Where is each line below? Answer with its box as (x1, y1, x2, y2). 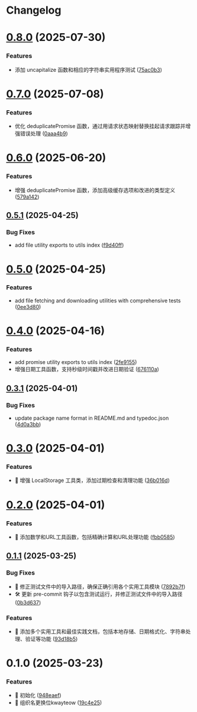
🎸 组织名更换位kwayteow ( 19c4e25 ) (14, 699, 102, 706)
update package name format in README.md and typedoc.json (14, 414, 169, 422)
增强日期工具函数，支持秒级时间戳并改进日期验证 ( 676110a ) (14, 366, 160, 373)
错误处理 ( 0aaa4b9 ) (20, 130, 68, 137)
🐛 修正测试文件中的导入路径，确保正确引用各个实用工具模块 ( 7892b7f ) (14, 583, 186, 590)
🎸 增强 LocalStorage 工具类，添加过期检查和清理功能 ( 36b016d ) (14, 477, 170, 484)
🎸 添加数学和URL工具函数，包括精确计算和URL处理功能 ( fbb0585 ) (14, 533, 176, 540)
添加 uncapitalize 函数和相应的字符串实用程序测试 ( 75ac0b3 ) (14, 66, 163, 73)
